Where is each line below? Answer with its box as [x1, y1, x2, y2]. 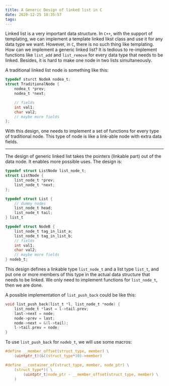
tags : [5, 17, 17, 22]
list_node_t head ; [14, 205, 53, 211]
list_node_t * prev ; [14, 178, 55, 183]
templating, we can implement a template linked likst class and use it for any [5, 36, 163, 42]
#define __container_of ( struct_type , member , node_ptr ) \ [5, 362, 129, 367]
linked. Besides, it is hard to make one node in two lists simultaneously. [5, 58, 152, 64]
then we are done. [5, 282, 43, 288]
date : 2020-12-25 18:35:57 [5, 12, 62, 17]
